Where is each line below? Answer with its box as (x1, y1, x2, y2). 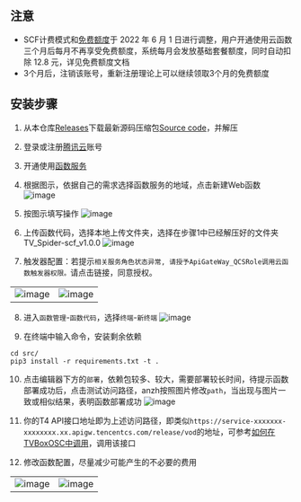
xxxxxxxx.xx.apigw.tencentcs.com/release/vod (22, 427, 197, 437)
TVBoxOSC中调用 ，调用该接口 (22, 437, 137, 448)
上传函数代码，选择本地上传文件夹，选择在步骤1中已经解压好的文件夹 (22, 227, 279, 238)
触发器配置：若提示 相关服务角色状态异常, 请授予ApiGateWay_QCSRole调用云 (22, 255, 282, 267)
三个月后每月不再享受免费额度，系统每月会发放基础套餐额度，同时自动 (22, 45, 284, 56)
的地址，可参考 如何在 (196, 426, 276, 437)
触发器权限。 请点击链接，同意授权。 (30, 267, 158, 277)
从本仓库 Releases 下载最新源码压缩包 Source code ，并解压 (22, 122, 239, 133)
